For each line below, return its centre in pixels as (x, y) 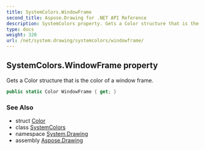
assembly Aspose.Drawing (49, 140)
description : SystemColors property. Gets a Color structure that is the (103, 23)
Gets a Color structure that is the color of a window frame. (80, 80)
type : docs (20, 29)
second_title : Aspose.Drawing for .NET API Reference (77, 18)
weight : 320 (21, 35)
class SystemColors (40, 127)
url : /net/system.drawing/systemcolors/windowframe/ (75, 41)
